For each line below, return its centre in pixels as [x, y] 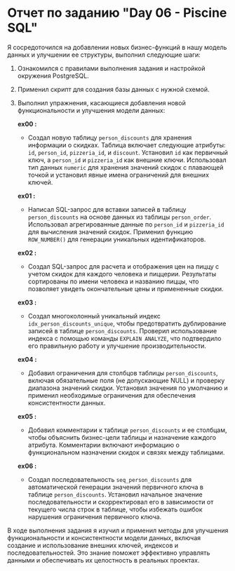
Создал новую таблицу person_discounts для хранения [110, 137]
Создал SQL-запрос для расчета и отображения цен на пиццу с [123, 266]
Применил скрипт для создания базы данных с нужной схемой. [113, 89]
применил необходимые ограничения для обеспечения [112, 395]
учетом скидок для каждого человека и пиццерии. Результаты [122, 274]
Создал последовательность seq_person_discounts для [109, 479]
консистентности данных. [67, 403]
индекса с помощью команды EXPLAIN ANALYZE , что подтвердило [125, 338]
